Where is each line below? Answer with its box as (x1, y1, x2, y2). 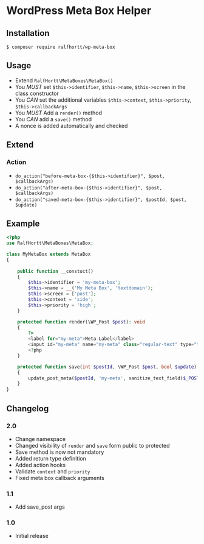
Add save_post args (15, 503, 65, 510)
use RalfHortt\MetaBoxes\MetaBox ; (6, 240, 94, 247)
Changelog (6, 403, 49, 414)
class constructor (15, 90, 59, 97)
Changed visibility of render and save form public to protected (15, 442, 170, 449)
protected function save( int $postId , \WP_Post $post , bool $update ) (17, 364, 197, 370)
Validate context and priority (15, 467, 90, 475)
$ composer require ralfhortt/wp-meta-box (6, 44, 115, 50)
